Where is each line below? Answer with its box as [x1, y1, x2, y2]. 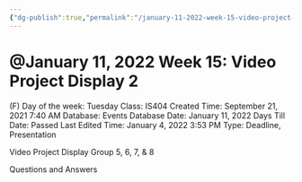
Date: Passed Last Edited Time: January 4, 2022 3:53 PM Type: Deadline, [9, 119, 281, 130]
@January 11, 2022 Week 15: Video [9, 51, 277, 72]
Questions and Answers [9, 163, 98, 175]
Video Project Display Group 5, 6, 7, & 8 [9, 146, 155, 157]
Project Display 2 [9, 71, 139, 91]
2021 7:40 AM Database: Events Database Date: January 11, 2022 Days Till [9, 109, 286, 121]
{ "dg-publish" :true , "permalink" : [9, 13, 135, 22]
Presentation [9, 129, 57, 140]
